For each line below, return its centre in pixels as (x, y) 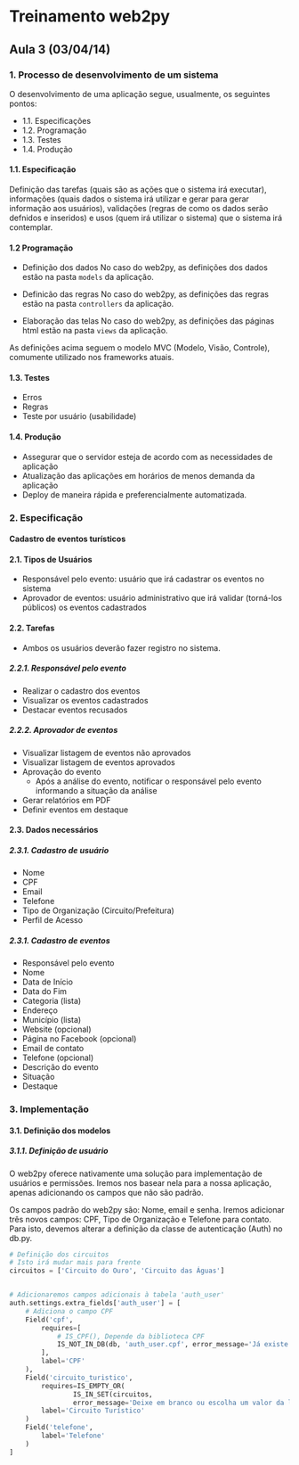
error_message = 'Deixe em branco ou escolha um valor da (178, 1403)
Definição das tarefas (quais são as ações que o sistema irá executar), (138, 190)
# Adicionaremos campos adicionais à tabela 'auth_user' (117, 1295)
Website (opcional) (57, 1029)
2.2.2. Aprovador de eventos (64, 730)
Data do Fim (44, 992)
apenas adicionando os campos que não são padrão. (106, 1192)
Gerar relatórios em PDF (66, 800)
